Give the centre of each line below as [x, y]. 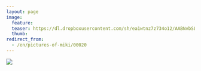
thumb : [20, 34]
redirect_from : [25, 39]
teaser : [21, 28]
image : [14, 17]
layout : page [22, 12]
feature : [22, 23]
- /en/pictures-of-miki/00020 [49, 45]
